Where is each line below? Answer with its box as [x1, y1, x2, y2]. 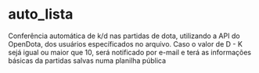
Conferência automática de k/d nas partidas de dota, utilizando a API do [8, 31, 240, 40]
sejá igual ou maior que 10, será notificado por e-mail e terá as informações [8, 47, 252, 57]
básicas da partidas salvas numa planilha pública [8, 56, 167, 65]
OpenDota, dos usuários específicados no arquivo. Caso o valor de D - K [8, 39, 243, 48]
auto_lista [8, 5, 74, 23]
